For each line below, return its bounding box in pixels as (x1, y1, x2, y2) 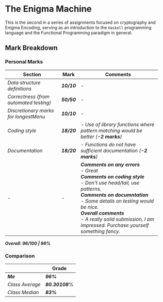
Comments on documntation (81, 191, 149, 198)
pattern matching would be (81, 127, 143, 134)
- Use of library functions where (81, 121, 155, 128)
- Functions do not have (81, 141, 136, 148)
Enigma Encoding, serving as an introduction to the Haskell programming (5, 24, 152, 30)
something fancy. (81, 228, 120, 235)
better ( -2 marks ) (81, 133, 122, 140)
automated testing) (7, 99, 51, 106)
